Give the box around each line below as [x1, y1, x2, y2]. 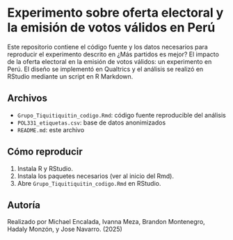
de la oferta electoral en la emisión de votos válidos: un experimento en [7, 57, 212, 65]
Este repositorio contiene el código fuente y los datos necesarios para [7, 42, 209, 51]
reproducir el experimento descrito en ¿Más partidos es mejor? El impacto [7, 50, 219, 58]
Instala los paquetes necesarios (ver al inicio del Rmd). [17, 172, 174, 180]
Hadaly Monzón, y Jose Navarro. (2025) [7, 225, 123, 234]
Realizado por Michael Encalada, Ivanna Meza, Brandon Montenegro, [7, 218, 205, 226]
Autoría [7, 199, 40, 211]
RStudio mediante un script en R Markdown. [7, 72, 134, 81]
